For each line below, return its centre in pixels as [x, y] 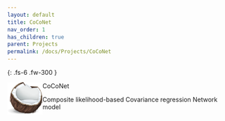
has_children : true [36, 37]
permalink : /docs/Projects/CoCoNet [59, 52]
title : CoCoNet [30, 22]
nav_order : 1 [26, 29]
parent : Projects [33, 44]
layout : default [31, 15]
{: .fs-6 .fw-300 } [32, 72]
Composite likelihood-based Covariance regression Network [130, 99]
